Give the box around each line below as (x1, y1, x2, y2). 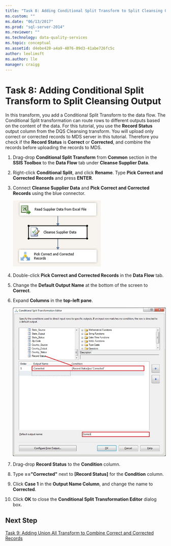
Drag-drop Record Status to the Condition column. (12, 461, 121, 467)
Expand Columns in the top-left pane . (12, 298, 93, 304)
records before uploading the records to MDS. (5, 145, 102, 151)
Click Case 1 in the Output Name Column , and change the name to (12, 481, 153, 487)
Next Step (5, 516, 38, 525)
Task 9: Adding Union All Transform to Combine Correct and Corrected (5, 530, 154, 536)
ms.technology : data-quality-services (5, 35, 88, 40)
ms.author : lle (5, 56, 38, 62)
